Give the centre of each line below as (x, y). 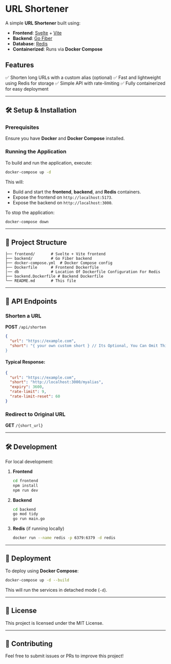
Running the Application (36, 152)
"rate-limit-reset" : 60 (35, 396)
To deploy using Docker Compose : (42, 571)
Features (20, 65)
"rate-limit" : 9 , (28, 392)
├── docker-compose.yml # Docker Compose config (59, 263)
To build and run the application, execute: (49, 163)
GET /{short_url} (24, 426)
